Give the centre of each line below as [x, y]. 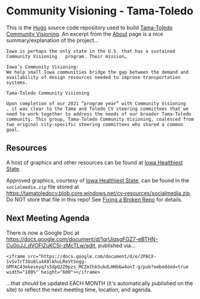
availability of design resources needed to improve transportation [93, 77]
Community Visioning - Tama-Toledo [100, 11]
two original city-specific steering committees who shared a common [95, 124]
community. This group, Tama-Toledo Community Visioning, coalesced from [100, 119]
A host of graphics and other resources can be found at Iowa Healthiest [95, 162]
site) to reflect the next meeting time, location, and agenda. [79, 289]
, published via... [115, 245]
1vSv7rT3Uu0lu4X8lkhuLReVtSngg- [46, 261]
